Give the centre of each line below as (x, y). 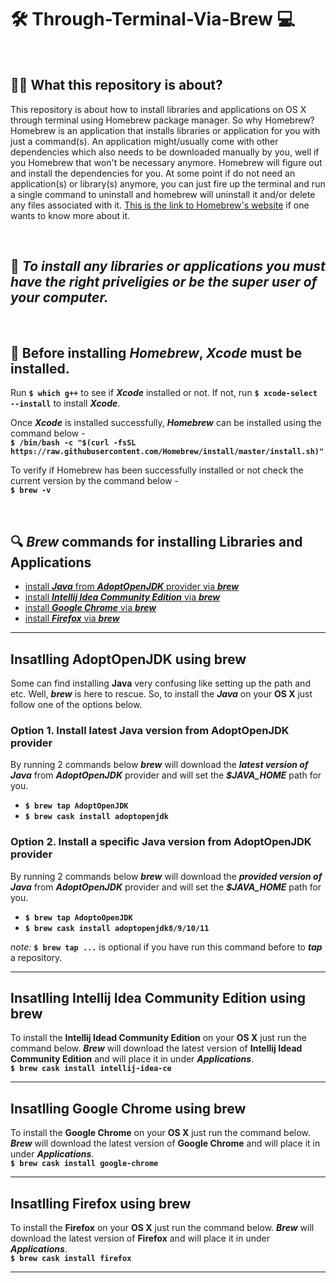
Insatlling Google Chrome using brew (128, 1108)
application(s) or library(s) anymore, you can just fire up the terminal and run (168, 183)
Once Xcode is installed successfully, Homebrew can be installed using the (166, 423)
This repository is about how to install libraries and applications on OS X (158, 109)
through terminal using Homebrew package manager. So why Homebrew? (162, 120)
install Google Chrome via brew (90, 608)
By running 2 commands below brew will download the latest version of (159, 765)
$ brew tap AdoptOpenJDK (76, 806)
